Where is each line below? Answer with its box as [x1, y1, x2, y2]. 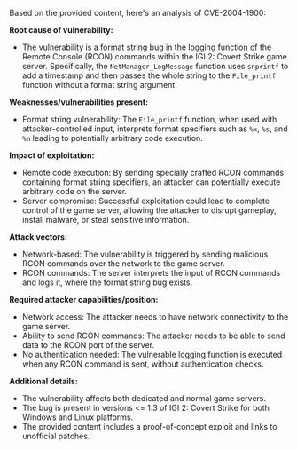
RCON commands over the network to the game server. [21, 258, 225, 269]
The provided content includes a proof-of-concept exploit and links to [21, 422, 277, 431]
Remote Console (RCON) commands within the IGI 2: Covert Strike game [21, 51, 288, 61]
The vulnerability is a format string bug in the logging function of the [21, 42, 272, 52]
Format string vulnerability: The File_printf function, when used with [21, 114, 277, 124]
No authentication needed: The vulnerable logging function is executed [21, 350, 283, 359]
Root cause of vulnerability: [9, 25, 113, 35]
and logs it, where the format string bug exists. [21, 277, 193, 288]
